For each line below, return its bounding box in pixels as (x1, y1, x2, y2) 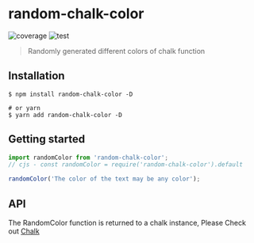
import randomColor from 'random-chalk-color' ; (8, 154, 169, 161)
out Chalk (8, 226, 40, 236)
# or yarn (8, 104, 41, 112)
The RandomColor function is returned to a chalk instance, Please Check (8, 218, 246, 227)
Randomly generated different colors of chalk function (27, 46, 206, 55)
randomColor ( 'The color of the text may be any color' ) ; (8, 175, 201, 183)
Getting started (8, 132, 86, 146)
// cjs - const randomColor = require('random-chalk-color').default (8, 161, 244, 169)
